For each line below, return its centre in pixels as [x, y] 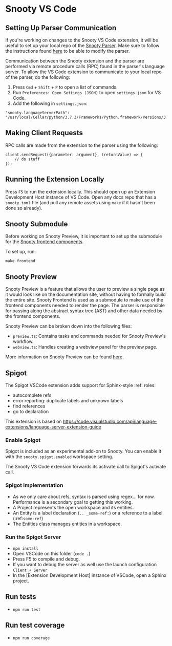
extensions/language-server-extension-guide [53, 427]
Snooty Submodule [37, 224]
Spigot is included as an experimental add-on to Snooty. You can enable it [83, 451]
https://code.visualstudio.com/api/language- [110, 422]
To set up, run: [21, 252]
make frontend [20, 261]
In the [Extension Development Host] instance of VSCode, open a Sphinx [90, 575]
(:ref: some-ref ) [28, 518]
